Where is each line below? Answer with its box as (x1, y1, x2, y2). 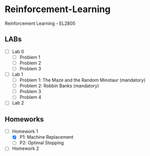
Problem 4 (19, 94, 41, 100)
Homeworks (5, 115, 44, 124)
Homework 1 (12, 128, 38, 135)
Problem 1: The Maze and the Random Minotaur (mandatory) (19, 77, 146, 83)
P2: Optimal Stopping (19, 140, 64, 146)
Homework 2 (12, 145, 39, 151)
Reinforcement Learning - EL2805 (5, 20, 76, 26)
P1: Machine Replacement (19, 134, 74, 140)
